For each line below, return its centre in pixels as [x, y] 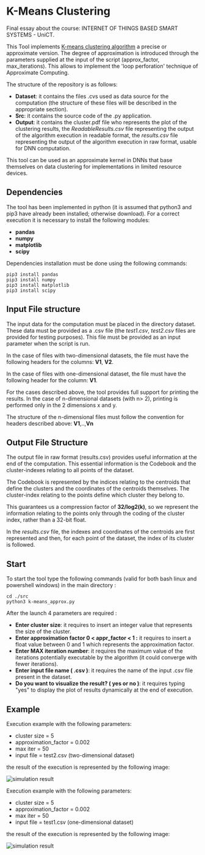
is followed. [21, 545]
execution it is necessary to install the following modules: [78, 220]
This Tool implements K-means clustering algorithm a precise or [87, 46]
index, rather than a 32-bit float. [46, 520]
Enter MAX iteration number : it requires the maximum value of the [99, 651]
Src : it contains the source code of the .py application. [83, 116]
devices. [17, 173]
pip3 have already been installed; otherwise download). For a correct [93, 213]
